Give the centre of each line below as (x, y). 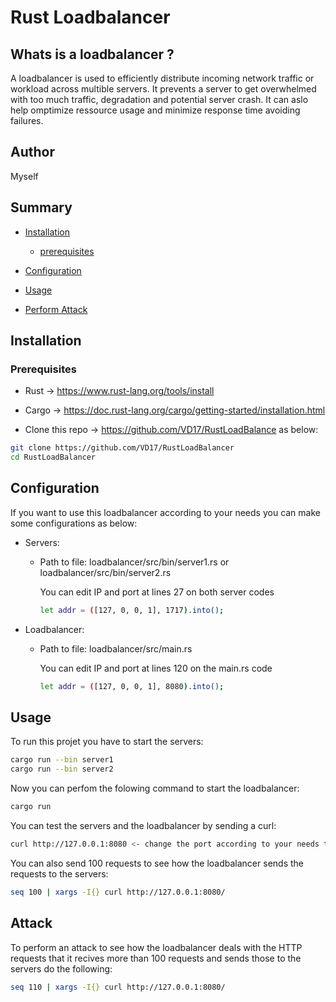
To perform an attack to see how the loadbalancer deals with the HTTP (156, 947)
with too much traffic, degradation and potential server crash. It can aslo (159, 99)
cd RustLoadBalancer (53, 457)
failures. (27, 120)
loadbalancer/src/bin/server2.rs (105, 572)
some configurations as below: (74, 523)
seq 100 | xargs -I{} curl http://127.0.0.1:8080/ (118, 892)
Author (32, 152)
